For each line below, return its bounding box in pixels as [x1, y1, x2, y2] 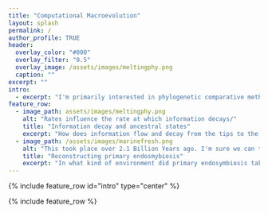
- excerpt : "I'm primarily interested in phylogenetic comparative [15, 93, 245, 101]
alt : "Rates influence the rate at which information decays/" [22, 115, 238, 123]
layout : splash [8, 19, 59, 27]
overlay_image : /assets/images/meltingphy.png [15, 64, 173, 72]
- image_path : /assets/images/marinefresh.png [15, 137, 173, 145]
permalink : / [8, 26, 52, 34]
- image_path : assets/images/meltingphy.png [15, 108, 166, 116]
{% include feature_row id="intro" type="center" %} [8, 181, 180, 191]
